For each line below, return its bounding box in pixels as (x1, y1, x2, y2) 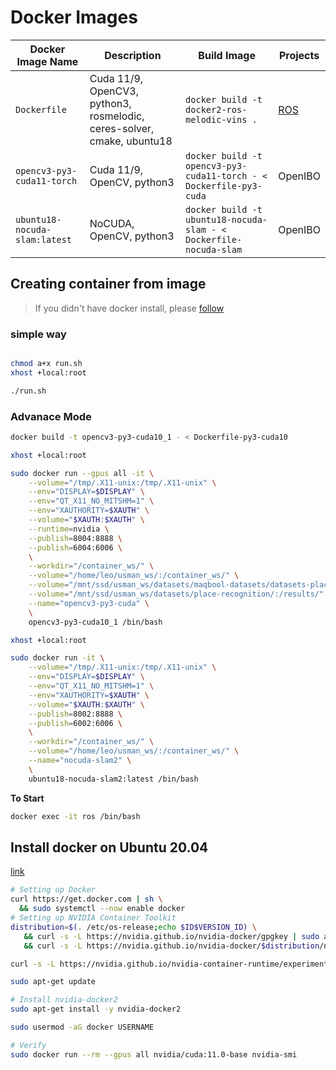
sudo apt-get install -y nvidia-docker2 (10, 1004, 182, 1015)
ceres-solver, (89, 121, 155, 135)
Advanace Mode (10, 409, 92, 423)
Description (104, 48, 162, 62)
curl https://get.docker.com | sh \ (10, 894, 163, 905)
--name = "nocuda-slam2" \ (28, 756, 132, 766)
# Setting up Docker (10, 885, 97, 895)
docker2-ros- (185, 104, 248, 115)
